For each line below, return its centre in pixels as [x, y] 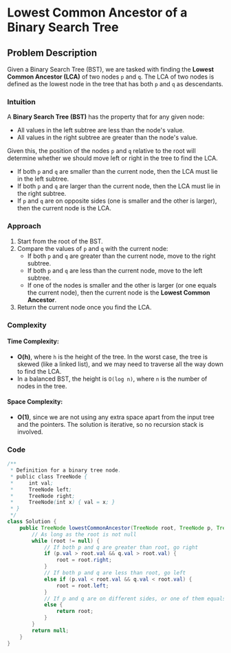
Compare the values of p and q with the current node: [92, 248]
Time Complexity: [33, 341]
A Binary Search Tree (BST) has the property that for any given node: [106, 117]
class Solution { [32, 522]
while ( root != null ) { [66, 541]
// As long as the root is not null [84, 534]
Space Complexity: [35, 402]
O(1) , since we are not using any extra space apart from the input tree [116, 417]
